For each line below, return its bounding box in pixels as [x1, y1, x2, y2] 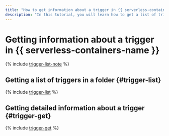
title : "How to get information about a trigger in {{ [5, 7, 123, 13]
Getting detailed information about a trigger [5, 104, 145, 112]
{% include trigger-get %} [5, 125, 59, 131]
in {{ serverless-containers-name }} [5, 44, 160, 56]
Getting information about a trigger [5, 34, 154, 45]
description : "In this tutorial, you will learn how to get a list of [5, 12, 156, 17]
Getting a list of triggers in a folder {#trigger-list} [5, 76, 161, 84]
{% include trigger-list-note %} [5, 61, 69, 67]
